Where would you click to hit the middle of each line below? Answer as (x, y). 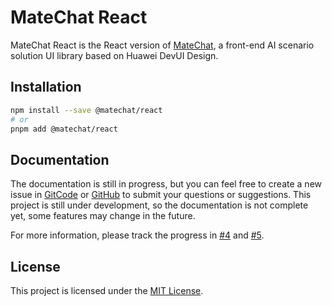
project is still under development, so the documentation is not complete (159, 205)
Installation (46, 87)
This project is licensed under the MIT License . (107, 290)
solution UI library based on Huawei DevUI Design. (114, 55)
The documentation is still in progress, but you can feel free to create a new (166, 184)
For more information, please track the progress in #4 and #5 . (137, 235)
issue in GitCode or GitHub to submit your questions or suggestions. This (161, 195)
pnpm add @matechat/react (64, 129)
